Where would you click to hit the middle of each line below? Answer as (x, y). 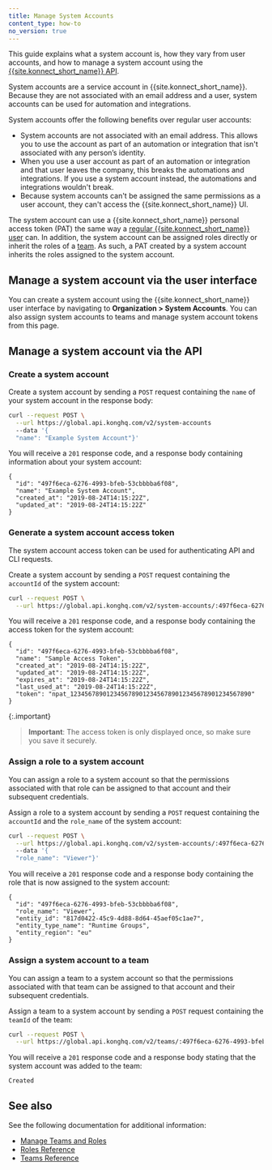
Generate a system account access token (91, 533)
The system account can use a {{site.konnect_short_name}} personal (124, 221)
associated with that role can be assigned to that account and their (120, 788)
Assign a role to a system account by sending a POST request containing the (134, 812)
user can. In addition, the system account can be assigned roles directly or (133, 238)
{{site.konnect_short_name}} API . (64, 71)
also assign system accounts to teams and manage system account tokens (134, 317)
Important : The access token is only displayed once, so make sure (139, 732)
